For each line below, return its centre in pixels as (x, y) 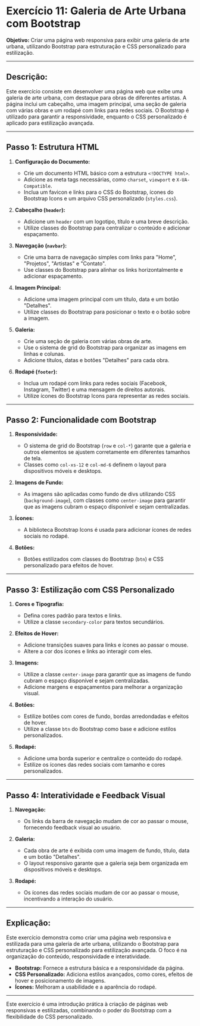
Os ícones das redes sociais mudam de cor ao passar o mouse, (101, 892)
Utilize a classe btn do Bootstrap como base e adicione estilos (100, 729)
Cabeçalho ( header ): (40, 210)
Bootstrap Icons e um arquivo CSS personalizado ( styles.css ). (101, 198)
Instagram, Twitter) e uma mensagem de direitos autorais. (94, 389)
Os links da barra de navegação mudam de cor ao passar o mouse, (106, 821)
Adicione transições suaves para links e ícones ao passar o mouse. (106, 645)
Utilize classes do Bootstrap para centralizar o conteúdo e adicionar (107, 228)
